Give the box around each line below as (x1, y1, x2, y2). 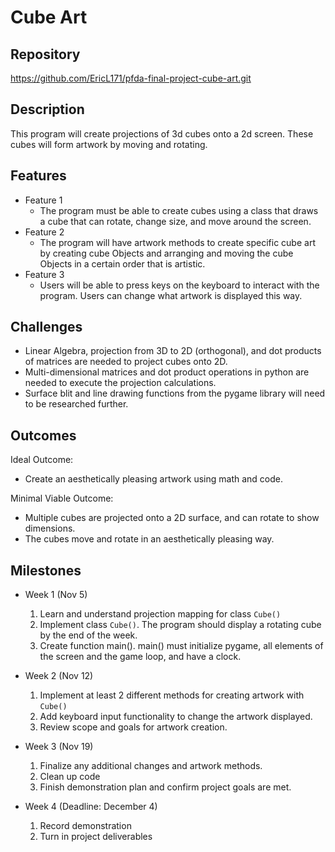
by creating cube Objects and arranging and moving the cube (39, 247, 294, 259)
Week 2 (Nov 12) (24, 670, 94, 682)
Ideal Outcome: (10, 454, 74, 466)
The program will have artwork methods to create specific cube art (39, 236, 316, 248)
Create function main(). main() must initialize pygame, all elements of (39, 640, 324, 652)
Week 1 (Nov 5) (24, 589, 88, 601)
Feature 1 (24, 194, 63, 206)
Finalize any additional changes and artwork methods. (39, 760, 263, 772)
